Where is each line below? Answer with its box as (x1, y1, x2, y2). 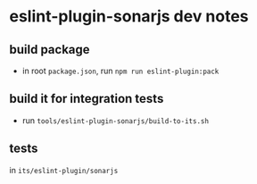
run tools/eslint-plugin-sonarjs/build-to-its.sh (21, 114, 210, 126)
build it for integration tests (9, 91, 164, 106)
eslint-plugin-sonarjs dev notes (9, 6, 249, 27)
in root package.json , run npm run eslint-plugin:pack (21, 65, 220, 76)
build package (9, 42, 91, 57)
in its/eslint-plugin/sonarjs (9, 164, 119, 175)
